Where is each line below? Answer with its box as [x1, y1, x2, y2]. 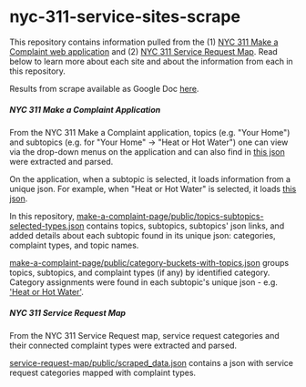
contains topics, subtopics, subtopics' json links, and [86, 220, 285, 231]
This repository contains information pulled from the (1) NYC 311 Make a [9, 36, 279, 47]
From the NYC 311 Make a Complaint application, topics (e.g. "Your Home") [9, 127, 291, 137]
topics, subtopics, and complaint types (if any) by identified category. [9, 267, 270, 278]
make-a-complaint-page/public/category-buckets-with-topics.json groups [9, 257, 290, 268]
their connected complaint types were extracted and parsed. [9, 340, 238, 351]
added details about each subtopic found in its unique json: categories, [9, 229, 276, 240]
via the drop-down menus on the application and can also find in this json [9, 146, 285, 157]
